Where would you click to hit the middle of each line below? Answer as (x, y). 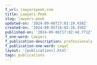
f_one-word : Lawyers (26, 37)
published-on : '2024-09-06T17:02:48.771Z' (49, 32)
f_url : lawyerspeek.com (29, 10)
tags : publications (25, 55)
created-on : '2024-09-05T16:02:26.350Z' (47, 28)
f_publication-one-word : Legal (37, 46)
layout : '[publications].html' (37, 50)
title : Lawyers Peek (26, 14)
